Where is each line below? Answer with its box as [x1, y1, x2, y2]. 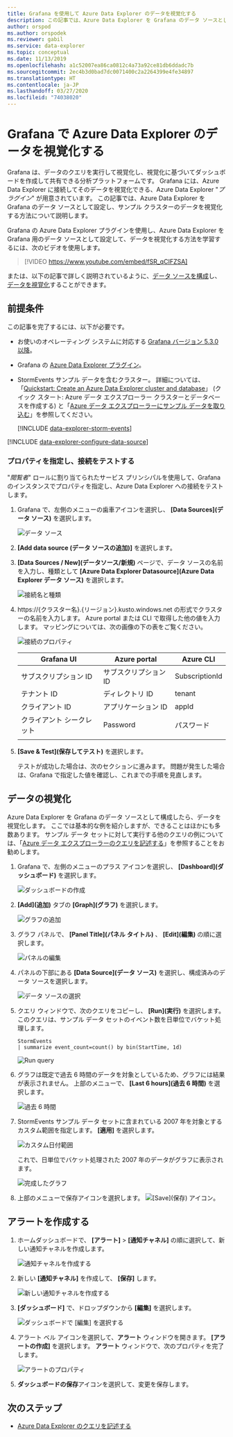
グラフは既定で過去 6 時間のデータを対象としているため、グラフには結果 [17, 1070, 225, 1078]
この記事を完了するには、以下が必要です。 [7, 322, 128, 331]
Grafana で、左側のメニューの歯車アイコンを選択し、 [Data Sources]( [17, 505, 217, 514]
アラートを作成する [7, 1216, 89, 1228]
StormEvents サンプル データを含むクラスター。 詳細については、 [17, 375, 205, 384]
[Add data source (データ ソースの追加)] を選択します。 [17, 543, 177, 552]
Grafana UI [40, 655, 77, 664]
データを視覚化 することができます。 [7, 280, 110, 288]
